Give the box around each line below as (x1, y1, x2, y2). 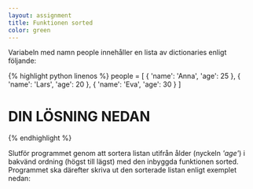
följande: (8, 56, 37, 65)
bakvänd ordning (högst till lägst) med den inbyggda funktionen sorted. (8, 157, 239, 166)
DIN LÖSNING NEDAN (8, 107, 151, 125)
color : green (8, 26, 51, 34)
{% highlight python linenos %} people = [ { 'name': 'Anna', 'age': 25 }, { (8, 72, 241, 81)
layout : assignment (8, 11, 72, 20)
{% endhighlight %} (8, 133, 72, 143)
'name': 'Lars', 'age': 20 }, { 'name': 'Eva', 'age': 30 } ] (8, 80, 181, 89)
